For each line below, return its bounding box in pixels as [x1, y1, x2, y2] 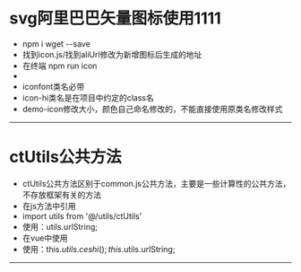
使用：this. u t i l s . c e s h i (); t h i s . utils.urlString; [21, 243, 176, 254]
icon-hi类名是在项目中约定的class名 [21, 92, 154, 103]
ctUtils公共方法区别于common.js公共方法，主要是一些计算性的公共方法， [21, 178, 291, 189]
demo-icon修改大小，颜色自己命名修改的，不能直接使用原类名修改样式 [21, 103, 283, 114]
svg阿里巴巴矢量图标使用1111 [9, 8, 221, 29]
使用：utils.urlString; [21, 221, 99, 232]
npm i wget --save [21, 38, 91, 49]
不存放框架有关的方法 [21, 189, 101, 200]
